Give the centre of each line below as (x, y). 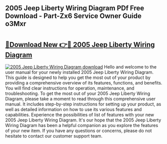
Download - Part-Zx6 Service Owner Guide (73, 16)
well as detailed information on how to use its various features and (73, 109)
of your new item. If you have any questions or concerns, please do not (78, 130)
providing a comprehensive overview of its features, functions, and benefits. (84, 83)
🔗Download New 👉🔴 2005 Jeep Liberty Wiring (80, 44)
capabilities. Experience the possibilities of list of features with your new (80, 115)
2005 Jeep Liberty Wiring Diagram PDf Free (75, 8)
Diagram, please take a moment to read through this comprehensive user (80, 99)
